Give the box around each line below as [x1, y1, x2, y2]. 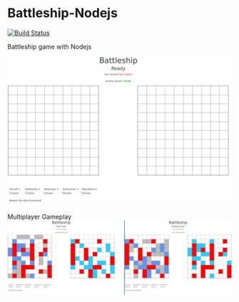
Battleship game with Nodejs [7, 42, 92, 51]
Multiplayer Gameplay [7, 212, 72, 221]
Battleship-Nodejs [7, 5, 118, 21]
